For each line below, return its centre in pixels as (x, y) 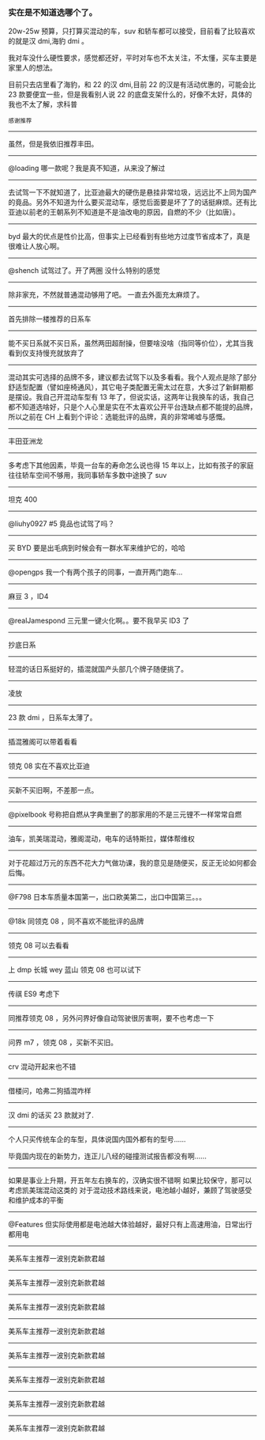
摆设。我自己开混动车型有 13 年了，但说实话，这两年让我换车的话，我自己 (134, 397)
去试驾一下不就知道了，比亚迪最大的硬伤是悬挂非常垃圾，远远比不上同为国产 (132, 192)
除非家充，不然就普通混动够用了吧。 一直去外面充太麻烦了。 (106, 295)
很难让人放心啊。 (36, 246)
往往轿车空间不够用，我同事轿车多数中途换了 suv (88, 476)
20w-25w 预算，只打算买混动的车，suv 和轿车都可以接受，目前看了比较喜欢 (132, 31)
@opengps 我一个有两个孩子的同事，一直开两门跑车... (95, 572)
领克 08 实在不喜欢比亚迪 (49, 766)
